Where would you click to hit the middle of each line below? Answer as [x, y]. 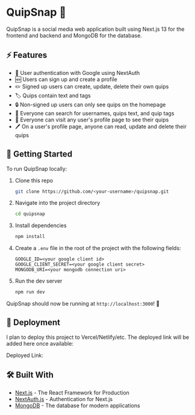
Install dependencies [41, 225]
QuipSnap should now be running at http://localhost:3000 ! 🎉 [83, 304]
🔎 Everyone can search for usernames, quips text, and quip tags [94, 113]
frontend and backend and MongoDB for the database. [74, 35]
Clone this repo [34, 180]
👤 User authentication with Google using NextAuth [77, 72]
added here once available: [40, 343]
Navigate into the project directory [57, 203]
